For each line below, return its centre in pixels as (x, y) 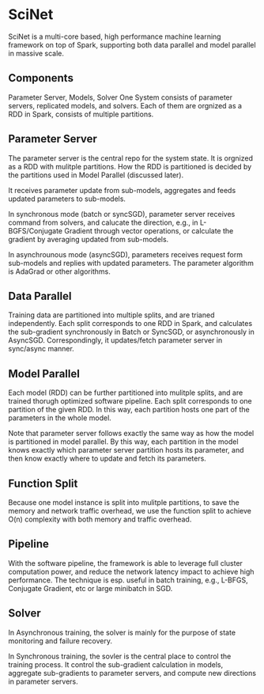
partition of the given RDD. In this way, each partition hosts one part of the (129, 410)
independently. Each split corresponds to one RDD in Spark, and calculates (130, 324)
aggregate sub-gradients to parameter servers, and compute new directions (132, 673)
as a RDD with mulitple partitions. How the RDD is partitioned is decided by (130, 166)
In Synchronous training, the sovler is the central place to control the (120, 656)
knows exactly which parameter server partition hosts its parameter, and (126, 450)
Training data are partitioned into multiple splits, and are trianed (111, 315)
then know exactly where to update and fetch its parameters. (107, 459)
